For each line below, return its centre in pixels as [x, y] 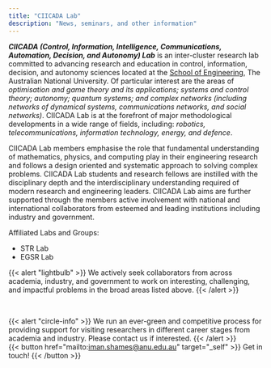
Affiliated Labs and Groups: [54, 232]
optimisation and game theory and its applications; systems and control [129, 89]
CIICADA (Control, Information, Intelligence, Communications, [115, 46]
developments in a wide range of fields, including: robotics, [107, 124]
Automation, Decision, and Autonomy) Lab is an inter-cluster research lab [133, 55]
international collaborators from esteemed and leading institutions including [134, 208]
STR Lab [34, 248]
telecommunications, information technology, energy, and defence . [121, 132]
